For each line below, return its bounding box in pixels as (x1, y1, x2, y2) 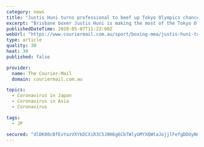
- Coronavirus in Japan (12, 93, 72, 99)
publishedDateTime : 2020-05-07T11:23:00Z (6, 25, 113, 32)
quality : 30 (6, 43, 36, 49)
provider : (6, 65, 32, 71)
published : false (6, 54, 50, 60)
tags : (6, 114, 20, 121)
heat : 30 (6, 48, 29, 54)
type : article (6, 37, 42, 43)
